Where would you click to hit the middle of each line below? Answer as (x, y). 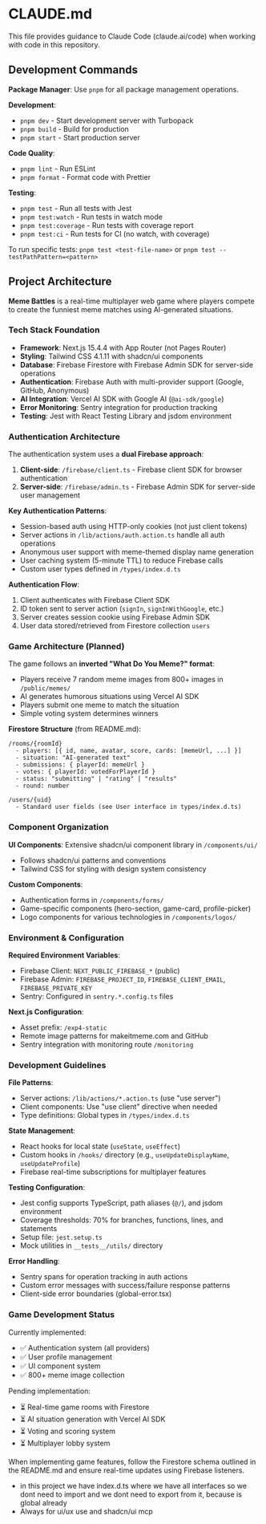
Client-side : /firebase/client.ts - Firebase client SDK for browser (131, 469)
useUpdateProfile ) (50, 1164)
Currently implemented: (47, 1332)
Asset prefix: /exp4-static (63, 1027)
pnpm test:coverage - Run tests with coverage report (107, 225)
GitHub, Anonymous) (54, 390)
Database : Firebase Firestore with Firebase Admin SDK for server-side (137, 364)
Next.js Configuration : (46, 1012)
